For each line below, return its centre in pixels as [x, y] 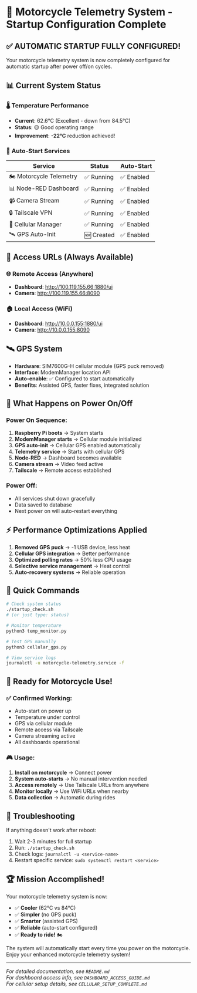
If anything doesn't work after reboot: [51, 830]
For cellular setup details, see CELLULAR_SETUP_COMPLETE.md [77, 984]
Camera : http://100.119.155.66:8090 [57, 293]
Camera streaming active [45, 735]
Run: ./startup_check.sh [45, 848]
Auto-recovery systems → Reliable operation [70, 572]
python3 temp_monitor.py [36, 631]
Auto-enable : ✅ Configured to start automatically [74, 379]
